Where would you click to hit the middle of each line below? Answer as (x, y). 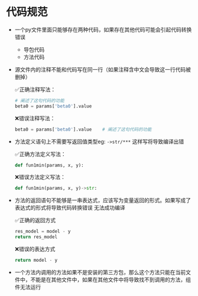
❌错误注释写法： (35, 118)
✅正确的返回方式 (35, 220)
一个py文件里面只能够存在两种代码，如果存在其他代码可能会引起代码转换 (103, 30)
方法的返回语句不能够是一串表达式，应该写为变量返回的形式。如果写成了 (103, 200)
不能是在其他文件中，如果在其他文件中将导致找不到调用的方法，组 (111, 279)
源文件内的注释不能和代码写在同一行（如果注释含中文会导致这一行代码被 (103, 69)
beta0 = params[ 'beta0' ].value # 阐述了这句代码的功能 (83, 129)
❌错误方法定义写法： (40, 177)
